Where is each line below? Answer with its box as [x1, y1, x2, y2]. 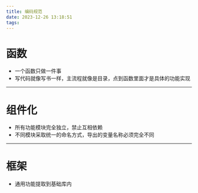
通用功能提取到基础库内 [14, 181, 72, 188]
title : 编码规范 [6, 8, 42, 15]
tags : [6, 19, 19, 25]
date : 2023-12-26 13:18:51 [6, 14, 72, 20]
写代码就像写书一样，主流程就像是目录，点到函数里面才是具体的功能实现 [14, 75, 190, 82]
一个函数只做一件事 [14, 67, 62, 74]
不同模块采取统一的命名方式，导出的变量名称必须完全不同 [14, 131, 154, 139]
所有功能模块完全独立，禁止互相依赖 [14, 124, 103, 131]
